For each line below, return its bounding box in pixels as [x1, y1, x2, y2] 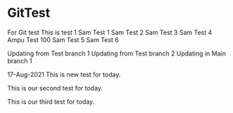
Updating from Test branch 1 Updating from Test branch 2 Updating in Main [7, 49, 227, 58]
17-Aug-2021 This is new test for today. [7, 70, 121, 79]
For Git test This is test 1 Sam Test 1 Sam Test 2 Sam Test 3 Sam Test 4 [7, 28, 213, 36]
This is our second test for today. [7, 84, 103, 92]
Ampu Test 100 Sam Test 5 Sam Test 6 [7, 35, 120, 44]
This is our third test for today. [7, 97, 95, 106]
